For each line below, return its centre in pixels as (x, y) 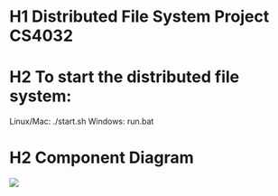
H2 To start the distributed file (125, 77)
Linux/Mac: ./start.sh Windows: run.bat (82, 121)
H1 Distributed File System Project (139, 17)
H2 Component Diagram (102, 158)
